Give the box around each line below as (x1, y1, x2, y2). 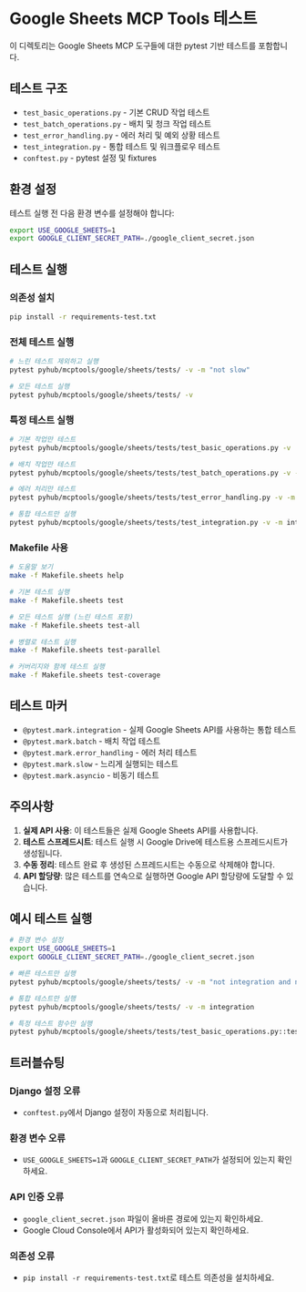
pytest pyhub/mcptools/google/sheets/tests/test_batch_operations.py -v (9, 468, 291, 477)
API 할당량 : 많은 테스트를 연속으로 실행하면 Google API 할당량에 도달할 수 (22, 870, 284, 881)
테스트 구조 (9, 81, 68, 97)
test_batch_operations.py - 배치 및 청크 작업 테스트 (22, 118, 212, 128)
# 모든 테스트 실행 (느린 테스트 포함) (9, 612, 134, 621)
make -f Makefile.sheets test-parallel (9, 646, 161, 655)
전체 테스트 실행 (9, 335, 75, 348)
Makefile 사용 (9, 541, 68, 554)
